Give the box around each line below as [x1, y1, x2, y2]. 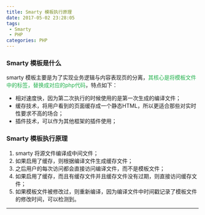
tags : [6, 20, 20, 26]
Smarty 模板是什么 [6, 59, 62, 67]
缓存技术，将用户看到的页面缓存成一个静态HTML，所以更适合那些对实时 [15, 102, 196, 110]
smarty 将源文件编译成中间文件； [15, 149, 99, 157]
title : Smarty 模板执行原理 [6, 9, 72, 15]
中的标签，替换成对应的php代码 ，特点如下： [6, 81, 118, 89]
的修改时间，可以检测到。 [15, 195, 80, 203]
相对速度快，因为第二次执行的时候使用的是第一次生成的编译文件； [15, 94, 181, 102]
